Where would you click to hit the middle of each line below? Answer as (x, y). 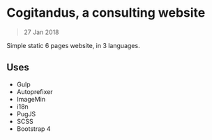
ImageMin (31, 99)
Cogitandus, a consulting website (106, 13)
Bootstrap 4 (33, 129)
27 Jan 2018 (41, 32)
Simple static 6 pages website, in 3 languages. (73, 45)
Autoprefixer (35, 91)
